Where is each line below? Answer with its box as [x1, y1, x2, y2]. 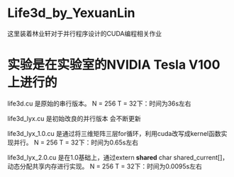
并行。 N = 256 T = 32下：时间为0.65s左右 [13, 138, 138, 147]
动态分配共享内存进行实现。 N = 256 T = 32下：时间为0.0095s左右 [7, 161, 202, 171]
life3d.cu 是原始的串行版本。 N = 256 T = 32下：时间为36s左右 [7, 99, 191, 108]
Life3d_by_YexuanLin [7, 5, 135, 21]
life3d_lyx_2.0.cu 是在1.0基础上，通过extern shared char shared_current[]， [7, 153, 229, 161]
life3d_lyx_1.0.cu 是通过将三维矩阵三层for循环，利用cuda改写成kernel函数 [7, 129, 221, 137]
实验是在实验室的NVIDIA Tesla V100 [7, 57, 221, 73]
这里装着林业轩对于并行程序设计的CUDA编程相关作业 [7, 29, 162, 38]
